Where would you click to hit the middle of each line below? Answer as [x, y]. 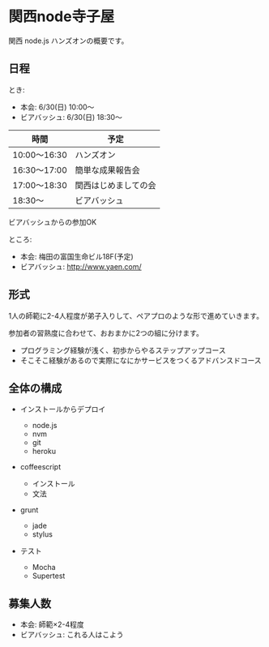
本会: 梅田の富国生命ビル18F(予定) [77, 256]
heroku [44, 452]
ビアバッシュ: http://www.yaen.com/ [81, 266]
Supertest [49, 576]
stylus [42, 534]
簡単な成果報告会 [107, 169]
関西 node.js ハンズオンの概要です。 [68, 41]
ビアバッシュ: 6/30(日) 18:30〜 [71, 117]
